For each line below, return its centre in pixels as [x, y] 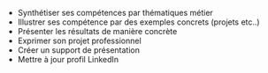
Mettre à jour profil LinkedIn [68, 59]
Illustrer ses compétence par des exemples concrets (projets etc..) [138, 22]
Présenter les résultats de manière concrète [97, 31]
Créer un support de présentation [78, 50]
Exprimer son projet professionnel [79, 40]
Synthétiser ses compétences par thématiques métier [115, 13]
